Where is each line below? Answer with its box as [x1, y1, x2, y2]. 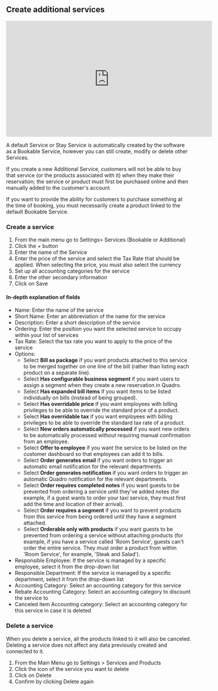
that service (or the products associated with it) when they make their [6, 171, 175, 178]
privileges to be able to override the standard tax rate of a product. [23, 419, 185, 426]
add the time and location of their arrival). [23, 501, 125, 508]
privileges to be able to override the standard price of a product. [23, 406, 179, 414]
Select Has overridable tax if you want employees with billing [23, 413, 173, 420]
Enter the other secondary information [14, 274, 108, 281]
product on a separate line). [23, 369, 91, 376]
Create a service [6, 223, 55, 231]
